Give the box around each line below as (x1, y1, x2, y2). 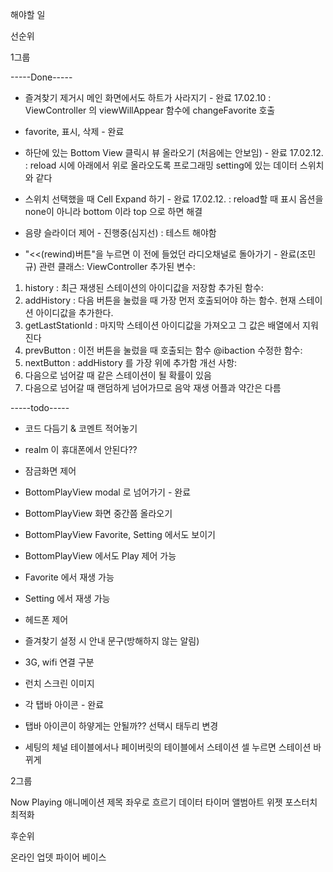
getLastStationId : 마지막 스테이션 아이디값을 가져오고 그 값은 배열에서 (24, 319, 301, 331)
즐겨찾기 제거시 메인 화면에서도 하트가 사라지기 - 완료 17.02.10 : (24, 92, 272, 103)
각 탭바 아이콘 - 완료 (24, 699, 105, 710)
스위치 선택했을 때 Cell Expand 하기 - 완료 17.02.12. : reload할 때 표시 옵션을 (24, 193, 324, 205)
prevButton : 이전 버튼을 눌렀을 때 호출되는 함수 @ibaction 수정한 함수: (24, 344, 303, 356)
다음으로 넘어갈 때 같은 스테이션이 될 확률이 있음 (24, 369, 212, 381)
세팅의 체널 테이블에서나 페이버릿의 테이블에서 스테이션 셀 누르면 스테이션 (24, 741, 312, 753)
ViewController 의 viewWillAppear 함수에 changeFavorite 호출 (24, 104, 276, 116)
